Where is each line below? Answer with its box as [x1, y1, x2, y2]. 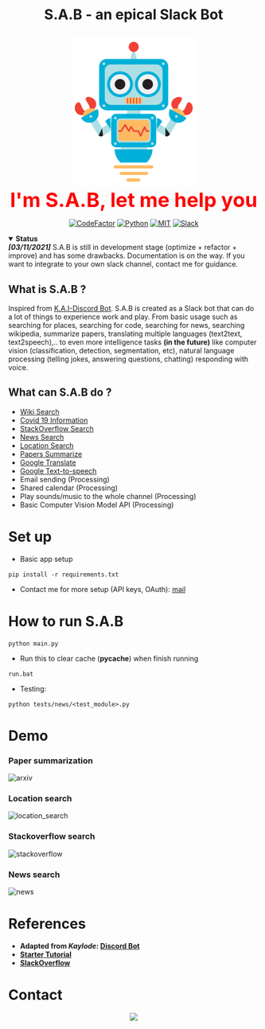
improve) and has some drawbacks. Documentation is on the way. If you [8, 251, 245, 260]
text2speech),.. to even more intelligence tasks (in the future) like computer [8, 337, 257, 347]
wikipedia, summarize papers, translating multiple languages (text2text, [8, 329, 243, 338]
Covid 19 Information [19, 415, 88, 425]
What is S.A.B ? [8, 283, 87, 296]
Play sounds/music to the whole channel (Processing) [19, 491, 197, 501]
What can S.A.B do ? [8, 386, 112, 400]
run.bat [8, 670, 34, 678]
